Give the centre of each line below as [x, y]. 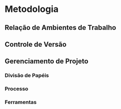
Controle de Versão [36, 44]
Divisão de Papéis [27, 76]
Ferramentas [21, 102]
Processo [17, 89]
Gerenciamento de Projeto [47, 61]
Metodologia [32, 9]
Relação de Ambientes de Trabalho [60, 28]
